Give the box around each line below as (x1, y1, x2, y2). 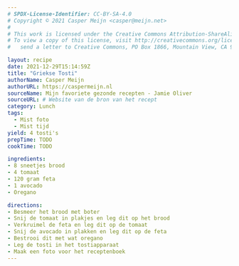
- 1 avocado (7, 182, 43, 189)
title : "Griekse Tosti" (7, 69, 78, 77)
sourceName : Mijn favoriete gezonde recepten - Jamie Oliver (7, 90, 193, 97)
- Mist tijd (14, 123, 50, 130)
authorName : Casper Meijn (7, 76, 84, 83)
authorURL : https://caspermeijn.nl (7, 83, 113, 90)
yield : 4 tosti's (7, 129, 59, 136)
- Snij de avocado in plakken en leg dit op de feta (7, 228, 167, 235)
